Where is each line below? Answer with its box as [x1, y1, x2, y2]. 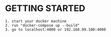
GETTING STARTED [5, 3, 86, 14]
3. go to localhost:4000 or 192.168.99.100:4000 [5, 27, 106, 32]
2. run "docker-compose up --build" [5, 23, 80, 28]
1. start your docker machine [5, 19, 67, 24]
